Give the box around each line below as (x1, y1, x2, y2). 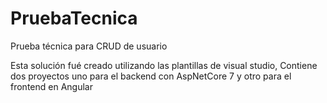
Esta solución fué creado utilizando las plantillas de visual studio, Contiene (10, 59, 318, 71)
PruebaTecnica (10, 7, 138, 30)
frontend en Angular (10, 80, 93, 92)
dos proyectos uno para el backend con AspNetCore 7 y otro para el (10, 70, 292, 82)
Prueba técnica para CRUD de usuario (10, 40, 168, 52)
